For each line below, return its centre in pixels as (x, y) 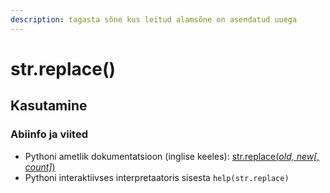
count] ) (40, 167)
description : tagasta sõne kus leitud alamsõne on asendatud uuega (154, 19)
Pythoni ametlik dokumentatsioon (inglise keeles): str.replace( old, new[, (172, 156)
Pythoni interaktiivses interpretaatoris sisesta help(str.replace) (157, 177)
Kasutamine (49, 106)
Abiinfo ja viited (49, 134)
